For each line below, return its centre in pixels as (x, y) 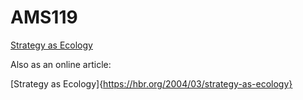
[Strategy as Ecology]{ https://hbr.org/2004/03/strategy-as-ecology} (151, 83)
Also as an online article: (61, 64)
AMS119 (44, 17)
